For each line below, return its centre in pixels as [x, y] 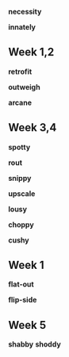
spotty [19, 146]
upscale [22, 193]
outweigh [25, 86]
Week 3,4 [33, 128]
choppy [21, 224]
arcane [20, 102]
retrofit [20, 71]
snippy [20, 178]
